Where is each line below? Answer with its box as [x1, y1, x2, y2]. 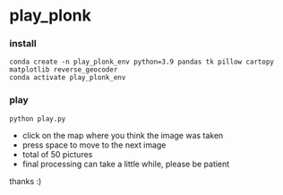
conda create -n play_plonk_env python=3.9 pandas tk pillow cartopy [9, 57, 275, 67]
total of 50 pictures [21, 148, 93, 159]
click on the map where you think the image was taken [21, 130, 224, 140]
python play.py [9, 114, 66, 123]
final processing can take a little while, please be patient [21, 158, 230, 169]
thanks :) [9, 175, 42, 186]
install [9, 38, 38, 50]
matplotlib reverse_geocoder [9, 65, 118, 74]
